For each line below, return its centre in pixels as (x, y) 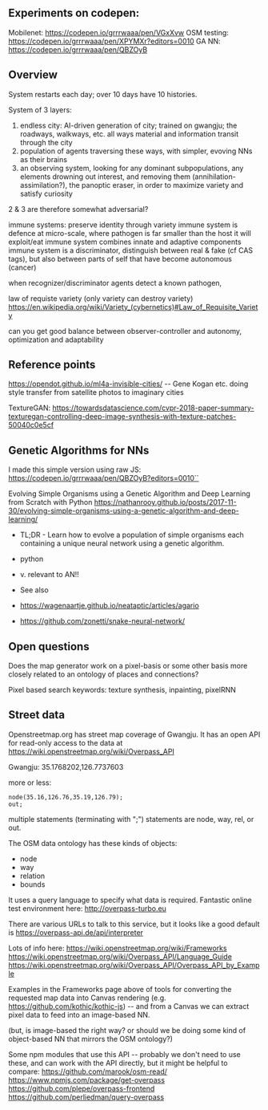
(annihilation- (214, 177)
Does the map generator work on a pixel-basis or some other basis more (128, 666)
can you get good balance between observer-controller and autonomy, (125, 331)
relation (32, 876)
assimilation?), (44, 185)
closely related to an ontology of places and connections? (104, 674)
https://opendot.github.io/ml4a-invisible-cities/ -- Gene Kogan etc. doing (128, 384)
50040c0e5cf (31, 425)
